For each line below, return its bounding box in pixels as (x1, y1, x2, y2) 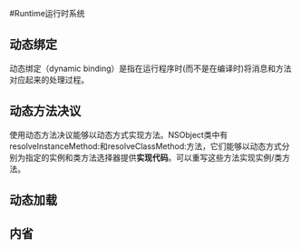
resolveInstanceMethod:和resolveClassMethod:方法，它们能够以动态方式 (9, 140, 283, 152)
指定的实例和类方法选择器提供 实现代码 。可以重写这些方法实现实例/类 (24, 152, 283, 163)
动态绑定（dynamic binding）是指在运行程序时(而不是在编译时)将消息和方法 (9, 63, 292, 74)
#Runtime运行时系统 (9, 8, 85, 18)
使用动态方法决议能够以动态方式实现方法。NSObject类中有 (9, 129, 228, 140)
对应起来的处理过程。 (9, 74, 89, 85)
